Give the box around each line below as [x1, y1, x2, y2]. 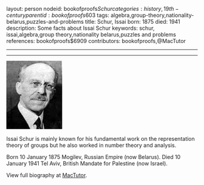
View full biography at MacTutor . [6, 172, 87, 178]
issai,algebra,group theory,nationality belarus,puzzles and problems [6, 31, 176, 38]
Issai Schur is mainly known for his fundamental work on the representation [6, 135, 195, 142]
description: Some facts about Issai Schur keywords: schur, [6, 24, 155, 32]
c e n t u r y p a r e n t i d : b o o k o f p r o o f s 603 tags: [6, 12, 110, 19]
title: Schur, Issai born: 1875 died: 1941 [84, 18, 180, 25]
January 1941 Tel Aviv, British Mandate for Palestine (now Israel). [6, 160, 168, 167]
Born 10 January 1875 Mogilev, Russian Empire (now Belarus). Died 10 [6, 153, 181, 160]
